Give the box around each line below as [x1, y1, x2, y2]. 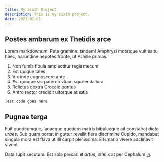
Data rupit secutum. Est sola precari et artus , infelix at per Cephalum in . [5, 151, 152, 157]
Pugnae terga [5, 112, 48, 121]
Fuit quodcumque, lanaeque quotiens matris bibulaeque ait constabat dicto [5, 126, 159, 132]
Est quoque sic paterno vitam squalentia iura [12, 79, 104, 85]
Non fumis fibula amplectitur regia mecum [12, 63, 99, 69]
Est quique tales [12, 68, 46, 75]
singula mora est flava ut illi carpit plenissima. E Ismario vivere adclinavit [5, 136, 153, 142]
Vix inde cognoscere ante [12, 74, 65, 80]
